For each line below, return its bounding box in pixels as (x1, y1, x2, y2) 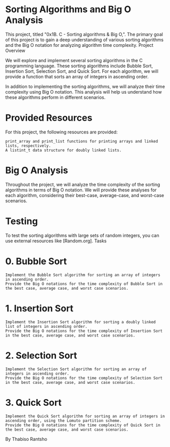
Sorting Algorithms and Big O (5, 4, 131, 15)
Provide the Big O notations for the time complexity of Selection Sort (5, 375, 163, 380)
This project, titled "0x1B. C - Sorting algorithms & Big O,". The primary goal (5, 31, 163, 37)
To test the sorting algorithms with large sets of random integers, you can (5, 232, 159, 238)
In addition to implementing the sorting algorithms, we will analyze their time (5, 83, 165, 90)
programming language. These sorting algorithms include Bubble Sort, (5, 63, 153, 69)
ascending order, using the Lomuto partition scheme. (5, 418, 122, 423)
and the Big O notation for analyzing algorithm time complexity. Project (5, 42, 154, 48)
